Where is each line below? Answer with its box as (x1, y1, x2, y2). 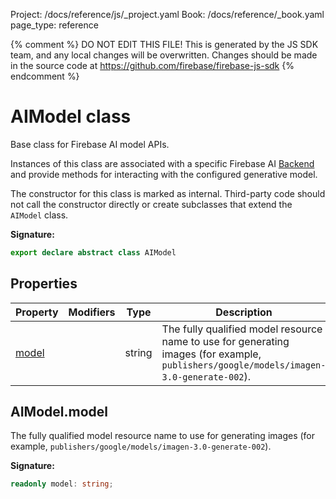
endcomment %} (10, 70, 80, 82)
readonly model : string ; (10, 479, 114, 489)
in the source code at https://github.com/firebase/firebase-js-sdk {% (10, 60, 295, 71)
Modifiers (68, 305, 116, 319)
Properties (10, 275, 78, 293)
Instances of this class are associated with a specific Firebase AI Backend (10, 157, 315, 169)
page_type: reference (10, 19, 99, 31)
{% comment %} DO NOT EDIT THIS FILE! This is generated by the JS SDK (10, 39, 319, 50)
